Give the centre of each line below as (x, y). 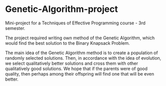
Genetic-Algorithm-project (61, 9)
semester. (15, 28)
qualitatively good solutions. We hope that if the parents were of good (76, 69)
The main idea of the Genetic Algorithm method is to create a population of (82, 53)
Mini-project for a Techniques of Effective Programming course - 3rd (75, 23)
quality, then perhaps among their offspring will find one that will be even (80, 74)
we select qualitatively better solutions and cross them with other (72, 63)
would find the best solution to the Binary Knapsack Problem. (68, 43)
